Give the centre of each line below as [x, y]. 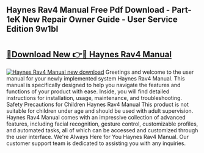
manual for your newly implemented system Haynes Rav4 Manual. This [96, 78]
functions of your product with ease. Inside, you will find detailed [88, 91]
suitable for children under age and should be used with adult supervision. [100, 111]
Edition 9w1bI [32, 29]
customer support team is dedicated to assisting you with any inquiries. [96, 143]
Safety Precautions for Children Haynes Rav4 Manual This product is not [98, 104]
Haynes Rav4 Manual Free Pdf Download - [88, 10]
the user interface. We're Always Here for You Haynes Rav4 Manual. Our [98, 137]
